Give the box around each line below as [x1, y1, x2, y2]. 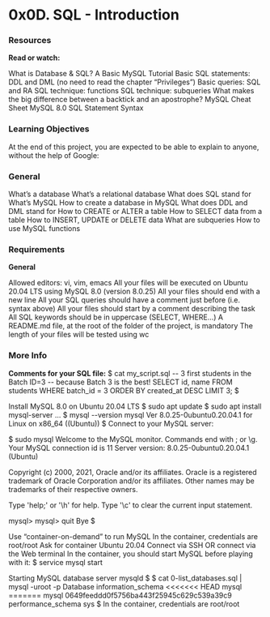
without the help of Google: [8, 150, 99, 160]
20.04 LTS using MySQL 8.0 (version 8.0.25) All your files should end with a [8, 286, 260, 297]
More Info [8, 350, 48, 362]
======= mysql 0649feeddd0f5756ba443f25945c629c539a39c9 [8, 590, 232, 600]
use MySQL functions [8, 224, 81, 234]
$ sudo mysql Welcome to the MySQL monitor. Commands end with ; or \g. [8, 434, 258, 443]
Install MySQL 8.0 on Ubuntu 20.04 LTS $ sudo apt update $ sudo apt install [8, 401, 262, 411]
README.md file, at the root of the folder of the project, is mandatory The [8, 321, 253, 331]
